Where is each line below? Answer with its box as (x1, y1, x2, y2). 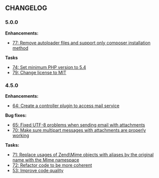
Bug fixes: (5, 112, 27, 118)
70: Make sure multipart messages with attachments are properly (12, 127, 146, 133)
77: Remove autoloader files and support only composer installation (12, 40, 151, 46)
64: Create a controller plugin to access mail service (12, 103, 120, 109)
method (12, 45, 29, 51)
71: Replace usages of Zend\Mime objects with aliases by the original (12, 151, 154, 158)
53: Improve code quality (12, 167, 64, 173)
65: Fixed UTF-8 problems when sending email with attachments (12, 121, 145, 128)
